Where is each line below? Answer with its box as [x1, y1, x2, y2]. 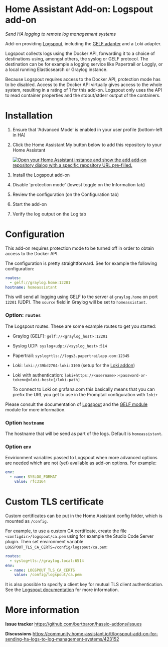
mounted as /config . [5, 518, 48, 524]
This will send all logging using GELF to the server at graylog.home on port [5, 294, 158, 300]
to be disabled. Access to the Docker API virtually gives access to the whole [5, 82, 162, 88]
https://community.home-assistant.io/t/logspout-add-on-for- [32, 631, 158, 637]
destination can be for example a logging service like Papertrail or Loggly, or [5, 61, 163, 67]
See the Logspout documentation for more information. [5, 587, 119, 593]
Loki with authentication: [12, 372, 64, 378]
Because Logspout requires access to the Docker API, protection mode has [5, 76, 161, 82]
